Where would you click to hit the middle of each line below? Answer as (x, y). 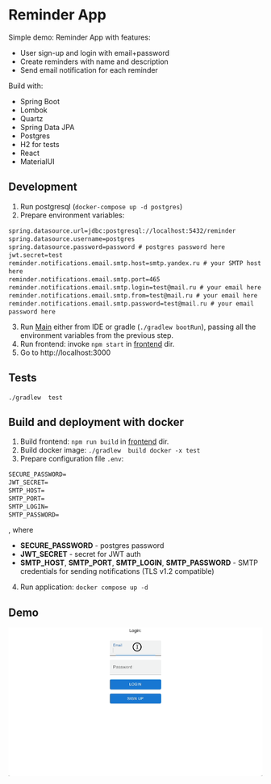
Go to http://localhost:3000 (65, 352)
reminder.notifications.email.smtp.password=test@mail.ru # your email (131, 303)
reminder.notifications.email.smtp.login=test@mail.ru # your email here (135, 287)
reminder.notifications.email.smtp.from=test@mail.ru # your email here (133, 295)
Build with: (26, 86)
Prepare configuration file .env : (72, 459)
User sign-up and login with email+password (94, 53)
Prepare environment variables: (72, 215)
